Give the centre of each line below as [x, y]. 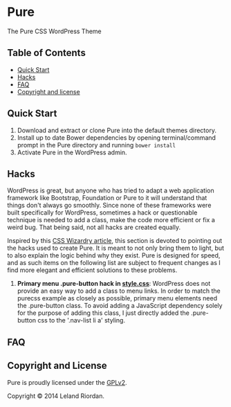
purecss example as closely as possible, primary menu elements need [117, 298]
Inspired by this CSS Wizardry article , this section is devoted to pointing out [115, 241]
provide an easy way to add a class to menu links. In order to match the [119, 291]
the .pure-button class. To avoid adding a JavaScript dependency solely [120, 306]
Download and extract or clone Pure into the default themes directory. [117, 130]
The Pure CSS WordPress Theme [54, 31]
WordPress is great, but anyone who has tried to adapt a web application [111, 190]
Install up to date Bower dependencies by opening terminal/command [117, 137]
